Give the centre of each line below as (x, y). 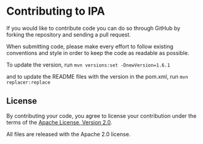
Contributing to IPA (56, 11)
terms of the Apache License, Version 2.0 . (59, 122)
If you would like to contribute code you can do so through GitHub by (93, 28)
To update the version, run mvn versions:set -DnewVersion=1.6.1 (88, 65)
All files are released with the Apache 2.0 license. (68, 134)
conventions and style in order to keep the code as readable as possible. (98, 52)
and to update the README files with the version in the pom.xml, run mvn (97, 76)
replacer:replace (28, 82)
